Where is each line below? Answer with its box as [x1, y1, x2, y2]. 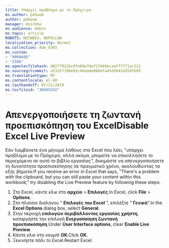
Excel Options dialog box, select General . [12, 205, 100, 211]
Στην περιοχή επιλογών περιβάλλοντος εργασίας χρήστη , [12, 211, 139, 217]
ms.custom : [5, 49, 28, 55]
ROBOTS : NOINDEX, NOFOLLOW [5, 36, 62, 41]
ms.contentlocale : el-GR [5, 78, 58, 83]
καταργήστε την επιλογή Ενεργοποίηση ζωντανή [12, 216, 118, 222]
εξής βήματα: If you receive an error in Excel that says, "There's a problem [5, 169, 160, 175]
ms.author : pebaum [5, 12, 44, 17]
